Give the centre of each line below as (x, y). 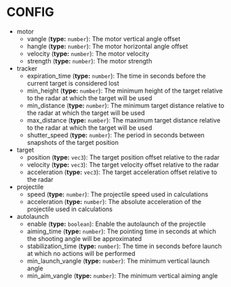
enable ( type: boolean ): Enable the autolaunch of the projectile (117, 224)
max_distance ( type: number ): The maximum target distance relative (124, 120)
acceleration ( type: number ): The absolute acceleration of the (114, 201)
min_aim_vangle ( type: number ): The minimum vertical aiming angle (122, 275)
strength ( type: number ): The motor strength (89, 61)
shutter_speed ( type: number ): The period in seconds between (115, 135)
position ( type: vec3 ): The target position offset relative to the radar (123, 157)
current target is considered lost (73, 83)
